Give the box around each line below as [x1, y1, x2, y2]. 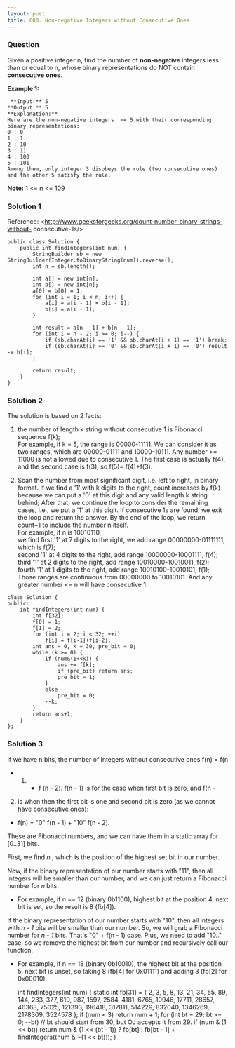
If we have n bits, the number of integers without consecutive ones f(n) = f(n [7, 755, 229, 763]
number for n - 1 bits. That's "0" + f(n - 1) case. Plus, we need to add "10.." [7, 931, 222, 939]
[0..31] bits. [7, 839, 40, 847]
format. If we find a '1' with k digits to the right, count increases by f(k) [17, 483, 221, 492]
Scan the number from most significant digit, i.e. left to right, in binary [17, 476, 219, 485]
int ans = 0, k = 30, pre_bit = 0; [32, 643, 137, 650]
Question [7, 40, 40, 50]
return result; [32, 368, 77, 375]
